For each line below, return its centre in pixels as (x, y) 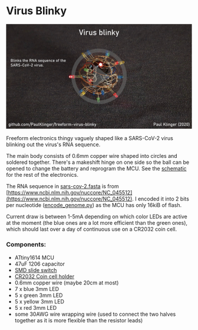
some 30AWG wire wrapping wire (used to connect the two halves (95, 314)
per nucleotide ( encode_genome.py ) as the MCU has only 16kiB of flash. (94, 205)
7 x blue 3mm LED (37, 289)
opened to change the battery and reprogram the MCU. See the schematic (96, 169)
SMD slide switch (36, 270)
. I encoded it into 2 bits (161, 199)
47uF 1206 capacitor (39, 264)
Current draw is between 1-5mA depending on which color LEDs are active (97, 216)
